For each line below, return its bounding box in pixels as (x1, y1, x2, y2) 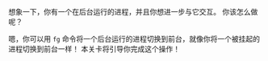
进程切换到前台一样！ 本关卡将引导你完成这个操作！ (8, 44, 180, 54)
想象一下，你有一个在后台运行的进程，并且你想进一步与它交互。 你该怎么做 (8, 7, 258, 16)
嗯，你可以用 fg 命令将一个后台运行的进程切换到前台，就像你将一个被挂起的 (8, 35, 261, 43)
